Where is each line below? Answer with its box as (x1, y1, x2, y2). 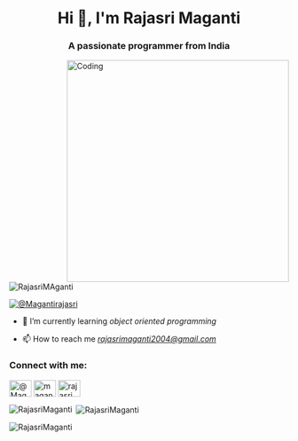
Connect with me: (9, 359, 88, 372)
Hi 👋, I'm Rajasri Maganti (57, 8, 241, 28)
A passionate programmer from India (67, 40, 231, 52)
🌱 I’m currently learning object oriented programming (21, 316, 217, 327)
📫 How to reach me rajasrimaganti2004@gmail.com (21, 334, 217, 344)
